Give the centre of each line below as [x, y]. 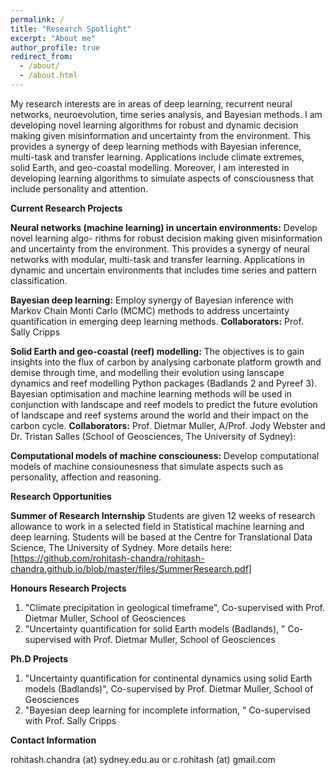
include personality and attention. [79, 188]
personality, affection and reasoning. [86, 477]
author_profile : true [55, 47]
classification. [39, 280]
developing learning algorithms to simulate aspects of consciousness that [162, 178]
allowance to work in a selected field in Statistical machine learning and [157, 526]
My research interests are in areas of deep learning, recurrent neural [151, 103]
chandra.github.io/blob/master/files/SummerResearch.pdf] [131, 568]
